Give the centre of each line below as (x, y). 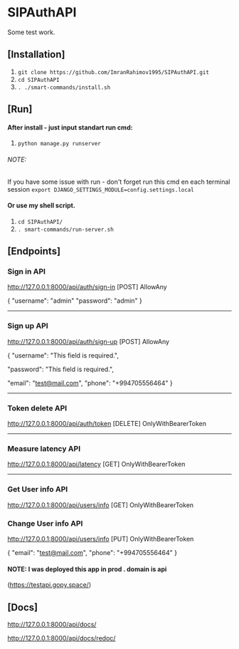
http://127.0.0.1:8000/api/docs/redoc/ (62, 638)
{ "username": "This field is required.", (63, 355)
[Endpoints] (34, 251)
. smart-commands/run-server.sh (65, 229)
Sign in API (27, 271)
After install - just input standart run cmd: (70, 127)
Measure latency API (44, 448)
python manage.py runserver (59, 144)
